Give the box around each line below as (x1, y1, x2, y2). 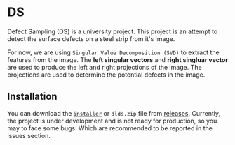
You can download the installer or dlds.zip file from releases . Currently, (7, 109, 221, 117)
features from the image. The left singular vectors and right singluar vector (7, 55, 229, 63)
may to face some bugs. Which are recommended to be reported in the (7, 123, 213, 132)
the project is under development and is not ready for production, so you (7, 116, 217, 125)
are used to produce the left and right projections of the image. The (7, 63, 202, 71)
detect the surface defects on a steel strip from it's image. (7, 34, 175, 43)
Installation (7, 91, 58, 102)
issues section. (7, 131, 51, 139)
